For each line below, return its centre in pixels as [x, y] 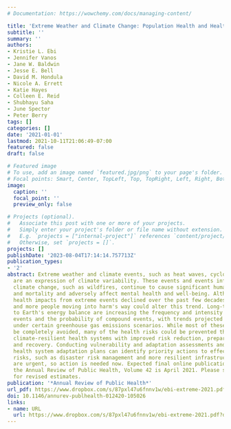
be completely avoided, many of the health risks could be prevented [115, 332]
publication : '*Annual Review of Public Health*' [80, 383]
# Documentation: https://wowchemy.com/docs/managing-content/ [100, 13]
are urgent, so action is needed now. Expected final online [103, 364]
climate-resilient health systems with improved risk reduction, [109, 338]
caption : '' [31, 192]
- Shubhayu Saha [30, 103]
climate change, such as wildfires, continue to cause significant [112, 287]
